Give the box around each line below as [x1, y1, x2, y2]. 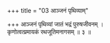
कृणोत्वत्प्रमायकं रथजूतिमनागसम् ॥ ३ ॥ [7, 28, 91, 35]
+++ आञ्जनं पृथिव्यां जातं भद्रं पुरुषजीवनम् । [7, 20, 104, 28]
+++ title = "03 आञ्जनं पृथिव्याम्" [7, 7, 89, 14]
